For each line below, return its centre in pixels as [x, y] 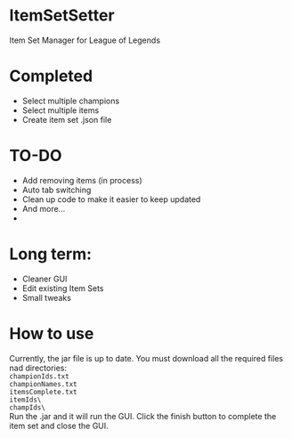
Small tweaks [46, 297]
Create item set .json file [67, 119]
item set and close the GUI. [59, 426]
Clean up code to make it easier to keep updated [111, 199]
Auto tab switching [57, 190]
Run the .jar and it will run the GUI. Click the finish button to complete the [143, 416]
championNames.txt [43, 384]
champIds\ [28, 407]
